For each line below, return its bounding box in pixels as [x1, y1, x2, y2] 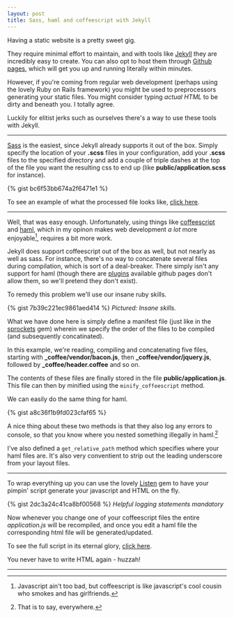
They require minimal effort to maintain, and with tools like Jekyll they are [7, 50, 217, 58]
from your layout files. [7, 458, 70, 467]
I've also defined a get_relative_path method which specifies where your [7, 444, 219, 452]
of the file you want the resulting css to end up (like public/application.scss [7, 163, 226, 172]
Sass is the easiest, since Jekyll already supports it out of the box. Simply [7, 141, 218, 149]
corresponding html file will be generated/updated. [7, 528, 153, 536]
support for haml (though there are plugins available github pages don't [7, 269, 212, 278]
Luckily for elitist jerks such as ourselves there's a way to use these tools [7, 113, 217, 122]
